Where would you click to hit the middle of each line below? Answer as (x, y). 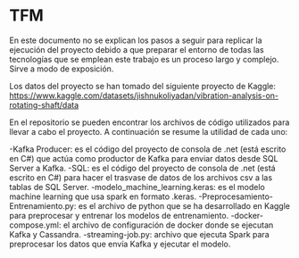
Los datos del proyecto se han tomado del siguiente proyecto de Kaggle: (143, 86)
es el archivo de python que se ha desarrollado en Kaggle (184, 205)
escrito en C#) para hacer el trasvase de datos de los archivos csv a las (141, 177)
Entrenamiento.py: (43, 205)
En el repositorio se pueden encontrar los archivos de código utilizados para (149, 122)
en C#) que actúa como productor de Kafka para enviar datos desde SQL (144, 158)
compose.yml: (35, 225)
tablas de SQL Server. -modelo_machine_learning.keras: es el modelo (137, 187)
